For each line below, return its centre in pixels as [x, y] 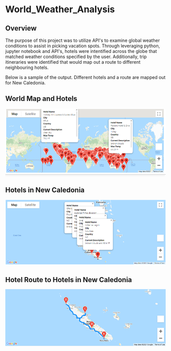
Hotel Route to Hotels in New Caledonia [69, 279]
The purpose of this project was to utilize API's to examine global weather [83, 40]
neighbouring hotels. [27, 67]
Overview [21, 28]
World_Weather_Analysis [60, 9]
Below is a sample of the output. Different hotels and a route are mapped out [85, 77]
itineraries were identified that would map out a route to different [73, 62]
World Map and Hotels [41, 99]
